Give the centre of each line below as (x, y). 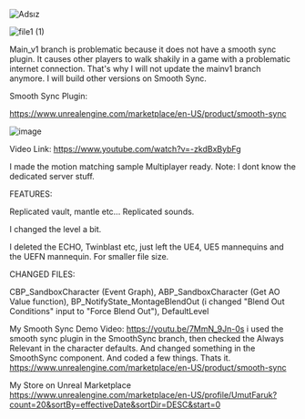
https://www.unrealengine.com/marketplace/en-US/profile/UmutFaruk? (143, 395)
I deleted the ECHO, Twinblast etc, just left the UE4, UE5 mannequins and (147, 247)
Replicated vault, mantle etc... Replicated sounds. (102, 211)
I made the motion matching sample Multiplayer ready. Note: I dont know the (152, 167)
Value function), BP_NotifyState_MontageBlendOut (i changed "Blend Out (147, 301)
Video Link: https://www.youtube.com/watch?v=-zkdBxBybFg (125, 149)
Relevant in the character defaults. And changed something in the (132, 348)
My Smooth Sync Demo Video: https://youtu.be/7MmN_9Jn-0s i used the (147, 329)
